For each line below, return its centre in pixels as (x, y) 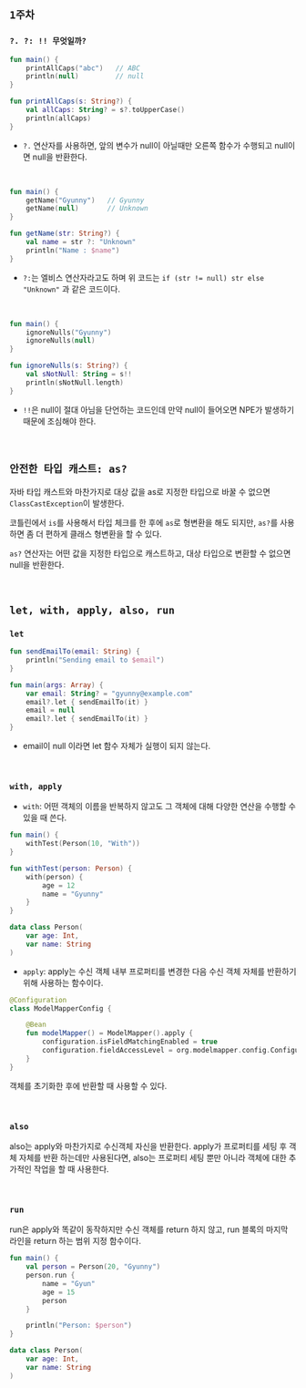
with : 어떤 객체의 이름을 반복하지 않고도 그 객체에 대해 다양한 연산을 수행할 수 (159, 807)
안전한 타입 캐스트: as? (68, 469)
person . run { (51, 1275)
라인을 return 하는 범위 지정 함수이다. (75, 1241)
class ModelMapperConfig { (61, 1008)
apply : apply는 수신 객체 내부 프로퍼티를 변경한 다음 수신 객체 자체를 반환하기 (159, 971)
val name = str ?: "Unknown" (81, 242)
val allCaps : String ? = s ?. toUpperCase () (105, 110)
